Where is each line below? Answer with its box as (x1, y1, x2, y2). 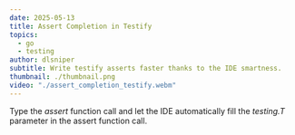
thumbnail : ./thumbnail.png (9, 72, 116, 82)
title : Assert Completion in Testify (9, 22, 152, 31)
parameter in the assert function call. (9, 115, 148, 126)
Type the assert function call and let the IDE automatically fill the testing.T (9, 105, 286, 116)
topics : (9, 30, 39, 39)
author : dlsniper (9, 55, 75, 64)
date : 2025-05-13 (9, 13, 75, 23)
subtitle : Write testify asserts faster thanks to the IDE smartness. (9, 64, 282, 73)
